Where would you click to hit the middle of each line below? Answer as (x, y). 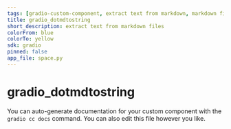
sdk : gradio (24, 45)
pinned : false (27, 52)
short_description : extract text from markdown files (86, 26)
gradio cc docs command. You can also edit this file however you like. (107, 118)
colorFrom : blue (30, 33)
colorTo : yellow (30, 39)
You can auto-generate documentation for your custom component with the (114, 111)
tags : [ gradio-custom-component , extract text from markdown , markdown (112, 13)
